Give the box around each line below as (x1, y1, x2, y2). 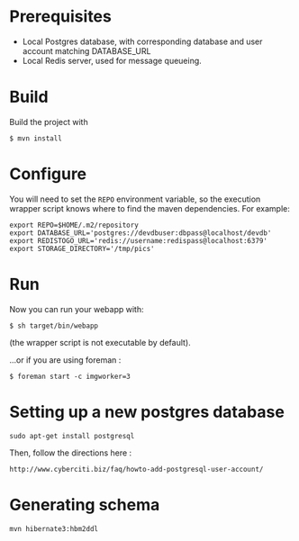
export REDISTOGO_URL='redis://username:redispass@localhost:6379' (9, 236, 268, 245)
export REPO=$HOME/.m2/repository (9, 221, 140, 230)
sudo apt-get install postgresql (9, 431, 135, 440)
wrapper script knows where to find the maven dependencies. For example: (9, 203, 291, 213)
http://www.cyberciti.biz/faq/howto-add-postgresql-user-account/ (9, 464, 264, 473)
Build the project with (9, 116, 88, 127)
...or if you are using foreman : (9, 354, 122, 365)
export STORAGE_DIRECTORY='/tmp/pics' (9, 244, 155, 253)
